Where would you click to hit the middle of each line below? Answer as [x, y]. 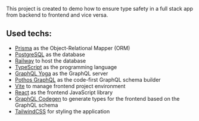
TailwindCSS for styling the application [62, 111]
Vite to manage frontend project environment [70, 86]
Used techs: [29, 34]
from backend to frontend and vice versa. [57, 15]
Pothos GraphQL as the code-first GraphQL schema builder [88, 79]
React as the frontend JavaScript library [64, 92]
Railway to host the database [50, 61]
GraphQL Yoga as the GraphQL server [61, 73]
